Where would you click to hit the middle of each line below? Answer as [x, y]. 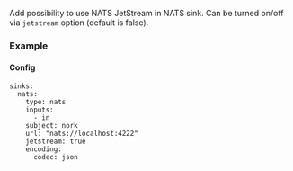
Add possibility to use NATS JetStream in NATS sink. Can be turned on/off [146, 13]
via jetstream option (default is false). [79, 22]
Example [29, 46]
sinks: [22, 86]
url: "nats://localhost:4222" [82, 134]
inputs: [40, 110]
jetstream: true [56, 142]
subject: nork [52, 126]
